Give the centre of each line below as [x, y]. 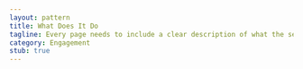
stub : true [30, 51]
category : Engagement [50, 43]
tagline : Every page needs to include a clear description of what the [147, 34]
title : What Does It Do [54, 26]
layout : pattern [40, 17]
